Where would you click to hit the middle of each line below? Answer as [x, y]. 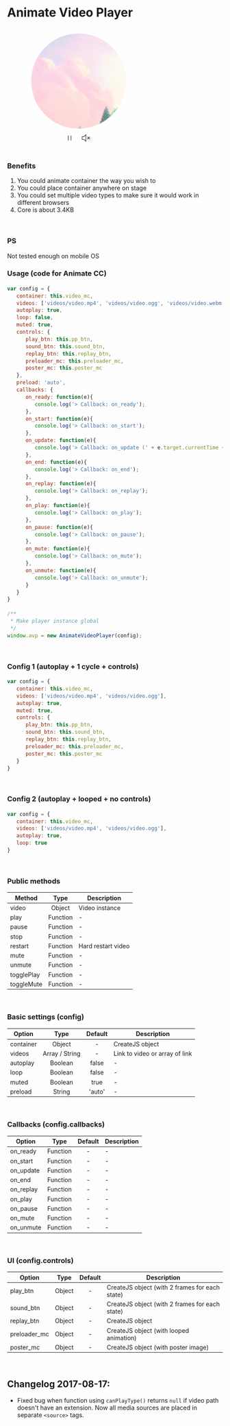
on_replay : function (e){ [61, 484]
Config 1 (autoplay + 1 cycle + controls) [73, 666]
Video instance [100, 908]
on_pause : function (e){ [59, 527]
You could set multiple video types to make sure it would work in [108, 195]
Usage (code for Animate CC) [57, 273]
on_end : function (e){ [56, 462]
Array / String [62, 1053]
